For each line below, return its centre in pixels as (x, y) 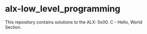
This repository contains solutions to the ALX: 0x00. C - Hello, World (74, 22)
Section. (13, 27)
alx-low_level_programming (63, 9)
